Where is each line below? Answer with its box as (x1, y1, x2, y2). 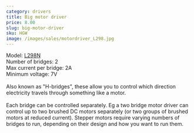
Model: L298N (6, 52, 41, 59)
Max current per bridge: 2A (6, 64, 72, 71)
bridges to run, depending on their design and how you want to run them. (6, 121, 184, 127)
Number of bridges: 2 (6, 58, 59, 65)
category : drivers (6, 8, 51, 15)
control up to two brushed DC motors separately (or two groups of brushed (6, 108, 188, 115)
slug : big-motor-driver (6, 25, 65, 31)
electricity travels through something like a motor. (6, 89, 126, 96)
